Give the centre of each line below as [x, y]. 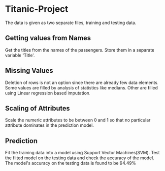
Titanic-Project [37, 9]
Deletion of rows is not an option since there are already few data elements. [82, 83]
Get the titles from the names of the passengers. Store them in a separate [80, 50]
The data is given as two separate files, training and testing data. [71, 23]
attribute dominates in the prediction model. [49, 125]
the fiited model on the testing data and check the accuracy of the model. [80, 158]
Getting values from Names [48, 38]
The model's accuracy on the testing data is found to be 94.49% [71, 163]
